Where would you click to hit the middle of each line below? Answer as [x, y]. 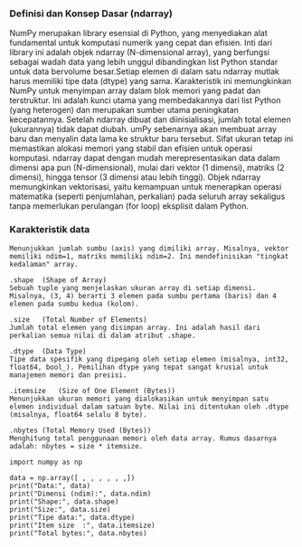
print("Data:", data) [50, 486]
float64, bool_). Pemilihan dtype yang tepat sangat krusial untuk [139, 367]
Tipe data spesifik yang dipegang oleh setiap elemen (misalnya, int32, [149, 359]
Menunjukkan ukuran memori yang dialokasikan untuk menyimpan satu [139, 399]
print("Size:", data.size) [60, 509]
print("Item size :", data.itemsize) [82, 525]
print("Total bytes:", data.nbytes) [78, 533]
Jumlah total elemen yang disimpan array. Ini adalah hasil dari [135, 327]
